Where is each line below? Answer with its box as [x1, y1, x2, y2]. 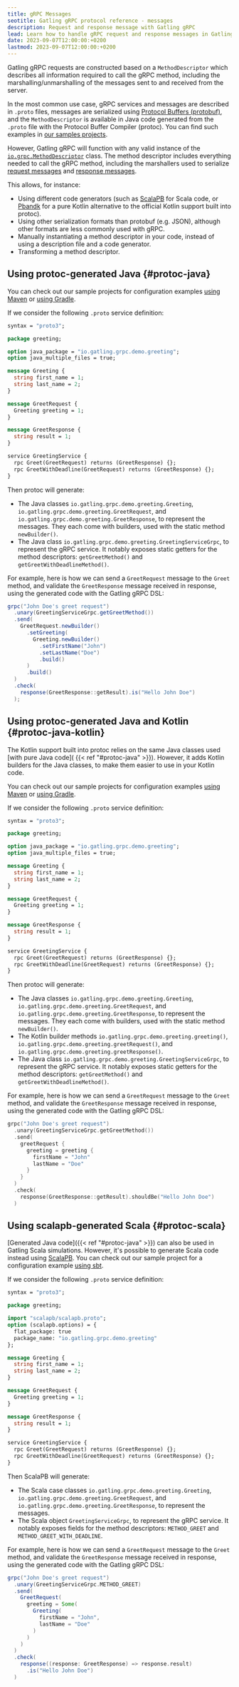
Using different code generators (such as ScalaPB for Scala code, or [17, 194, 218, 203]
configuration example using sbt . [7, 1261, 104, 1270]
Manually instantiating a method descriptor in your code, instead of [17, 233, 215, 240]
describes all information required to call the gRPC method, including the [7, 71, 221, 79]
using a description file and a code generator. [17, 240, 152, 248]
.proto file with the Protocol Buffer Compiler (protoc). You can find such [7, 123, 218, 131]
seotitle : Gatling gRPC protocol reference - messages [7, 17, 174, 24]
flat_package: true [14, 1328, 72, 1335]
